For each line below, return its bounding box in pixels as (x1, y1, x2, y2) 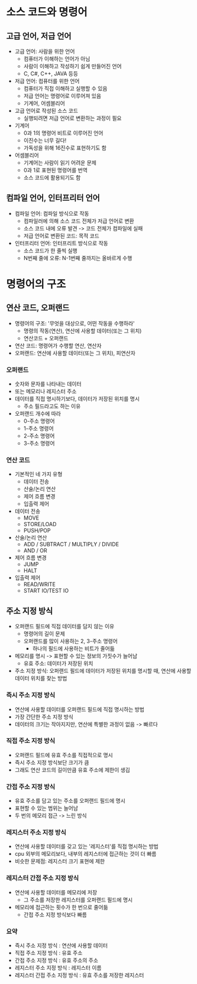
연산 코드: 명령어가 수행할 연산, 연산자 (14, 342, 102, 349)
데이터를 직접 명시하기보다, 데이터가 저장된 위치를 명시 (14, 396, 140, 403)
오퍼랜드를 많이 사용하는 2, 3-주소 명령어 (23, 638, 118, 645)
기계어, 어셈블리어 (23, 100, 65, 107)
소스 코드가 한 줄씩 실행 (23, 247, 78, 254)
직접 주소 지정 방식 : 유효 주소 (14, 950, 83, 956)
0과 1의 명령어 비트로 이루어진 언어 (23, 129, 104, 137)
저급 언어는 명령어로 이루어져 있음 (23, 93, 102, 99)
